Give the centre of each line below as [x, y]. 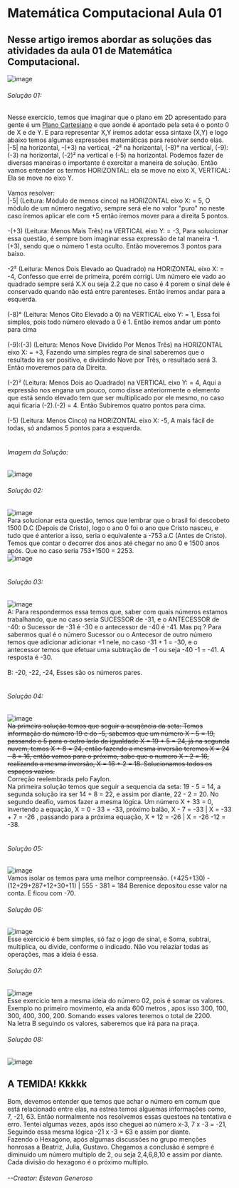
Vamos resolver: [31, 193]
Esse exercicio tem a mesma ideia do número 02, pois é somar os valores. [116, 1000]
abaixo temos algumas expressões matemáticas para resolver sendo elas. [116, 140]
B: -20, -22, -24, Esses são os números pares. [75, 672]
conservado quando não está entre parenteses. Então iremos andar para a [116, 292]
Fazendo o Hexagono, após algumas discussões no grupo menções [107, 1139]
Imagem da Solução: [38, 452]
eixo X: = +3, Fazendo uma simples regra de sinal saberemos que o [106, 352]
